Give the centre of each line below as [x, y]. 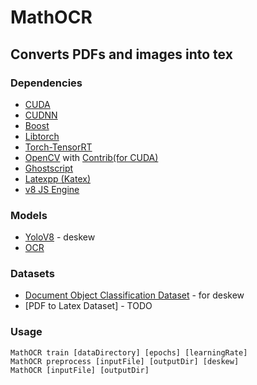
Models [29, 215]
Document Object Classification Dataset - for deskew [134, 295]
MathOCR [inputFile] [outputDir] [80, 370]
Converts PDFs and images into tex [121, 54]
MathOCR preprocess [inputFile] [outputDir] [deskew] [125, 361]
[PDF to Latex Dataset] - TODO [88, 306]
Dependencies [46, 83]
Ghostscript [49, 168]
